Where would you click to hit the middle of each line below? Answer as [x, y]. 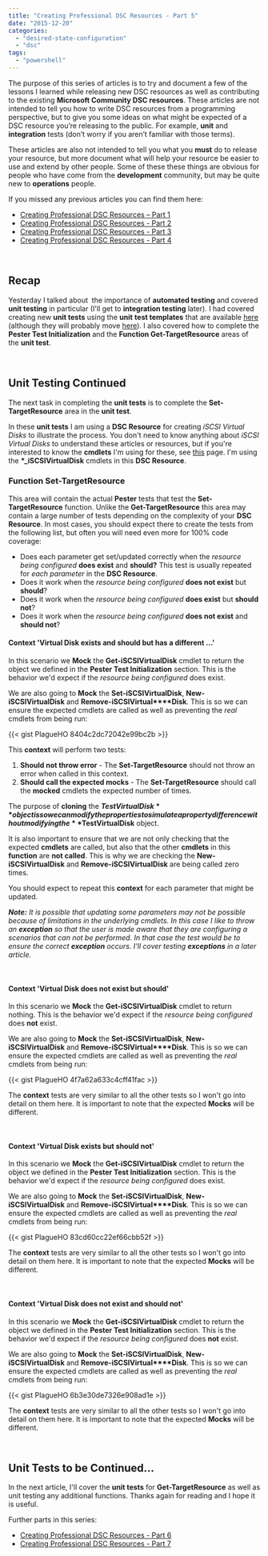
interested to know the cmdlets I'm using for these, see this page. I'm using [133, 452]
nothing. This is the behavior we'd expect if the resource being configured [130, 1015]
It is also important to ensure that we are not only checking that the [119, 838]
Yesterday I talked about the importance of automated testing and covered [133, 300]
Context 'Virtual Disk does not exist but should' [89, 988]
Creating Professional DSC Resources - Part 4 [96, 240]
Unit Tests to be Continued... [81, 1468]
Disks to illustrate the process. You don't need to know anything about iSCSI [134, 435]
